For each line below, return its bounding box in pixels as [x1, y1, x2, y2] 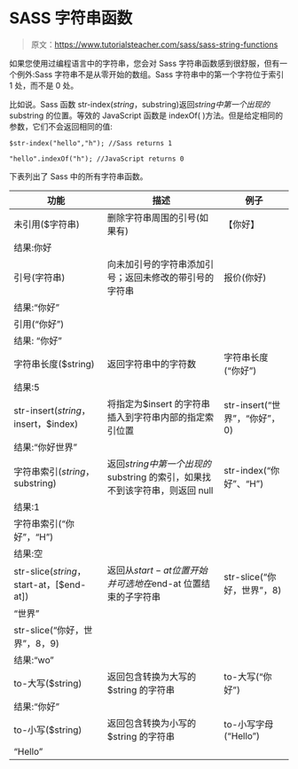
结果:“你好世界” [13, 441, 78, 453]
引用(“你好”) [13, 318, 65, 330]
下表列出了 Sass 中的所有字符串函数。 [9, 170, 148, 182]
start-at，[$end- [13, 578, 87, 591]
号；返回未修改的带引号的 [106, 271, 215, 284]
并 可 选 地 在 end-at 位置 [106, 577, 202, 590]
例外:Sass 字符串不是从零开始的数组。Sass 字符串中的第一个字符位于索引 [16, 68, 285, 80]
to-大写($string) [13, 677, 82, 689]
